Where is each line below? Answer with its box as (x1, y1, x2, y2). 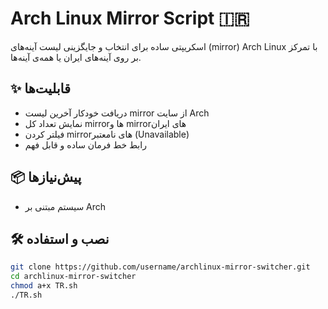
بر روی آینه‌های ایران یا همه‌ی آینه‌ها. (10, 51, 142, 63)
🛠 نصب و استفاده (10, 230, 110, 247)
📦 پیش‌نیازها (10, 169, 82, 186)
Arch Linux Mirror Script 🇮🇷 (10, 7, 250, 30)
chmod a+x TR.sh (10, 281, 78, 291)
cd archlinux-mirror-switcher (10, 272, 137, 282)
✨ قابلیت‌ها (10, 80, 71, 97)
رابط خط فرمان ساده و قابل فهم (24, 138, 147, 151)
